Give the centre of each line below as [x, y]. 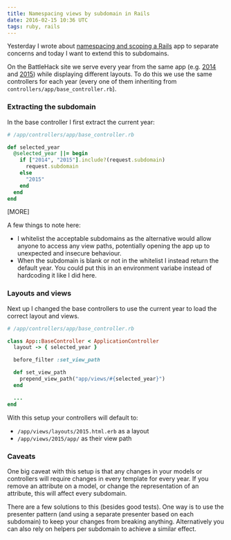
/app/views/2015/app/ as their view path [74, 438]
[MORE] [18, 212]
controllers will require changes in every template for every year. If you [108, 478]
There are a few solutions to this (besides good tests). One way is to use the [116, 507]
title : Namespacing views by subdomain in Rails [78, 13]
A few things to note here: [44, 225]
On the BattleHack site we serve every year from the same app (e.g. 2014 [112, 67]
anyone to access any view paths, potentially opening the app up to [113, 246]
